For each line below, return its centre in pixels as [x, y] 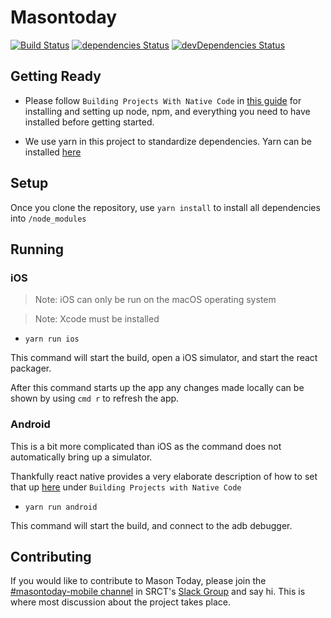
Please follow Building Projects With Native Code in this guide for [163, 100]
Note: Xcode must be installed [97, 319]
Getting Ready [56, 76]
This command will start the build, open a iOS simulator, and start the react [164, 358]
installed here [53, 152]
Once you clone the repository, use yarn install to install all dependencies [165, 207]
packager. [31, 368]
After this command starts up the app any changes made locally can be [157, 388]
